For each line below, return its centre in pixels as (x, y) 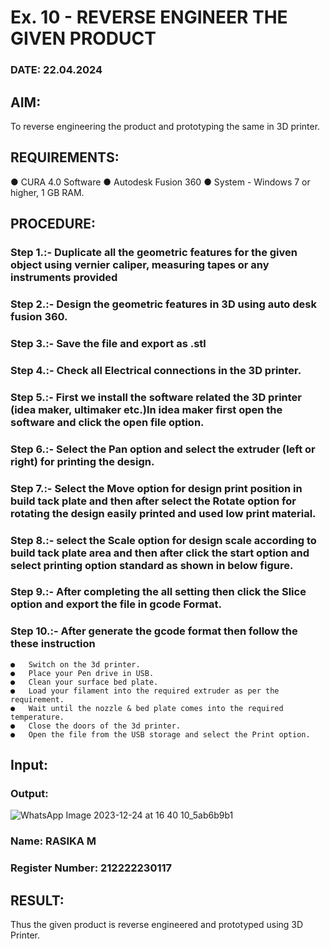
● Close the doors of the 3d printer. (96, 726)
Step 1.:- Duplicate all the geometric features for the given (154, 253)
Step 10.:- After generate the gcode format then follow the (154, 631)
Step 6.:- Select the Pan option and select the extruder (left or (163, 449)
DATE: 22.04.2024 (56, 70)
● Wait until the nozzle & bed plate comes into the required (147, 708)
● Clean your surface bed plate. (84, 682)
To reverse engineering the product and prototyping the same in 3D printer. (165, 126)
